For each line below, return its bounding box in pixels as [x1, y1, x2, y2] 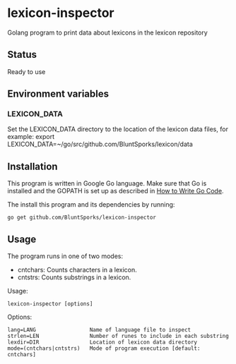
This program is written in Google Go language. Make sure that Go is [7, 179, 207, 188]
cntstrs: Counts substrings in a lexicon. [17, 273, 131, 281]
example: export [7, 133, 55, 141]
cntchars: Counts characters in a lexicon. [17, 266, 138, 274]
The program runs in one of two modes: [7, 252, 124, 260]
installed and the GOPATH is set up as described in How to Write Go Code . [7, 187, 224, 195]
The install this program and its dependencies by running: [7, 200, 175, 209]
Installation [7, 160, 58, 172]
